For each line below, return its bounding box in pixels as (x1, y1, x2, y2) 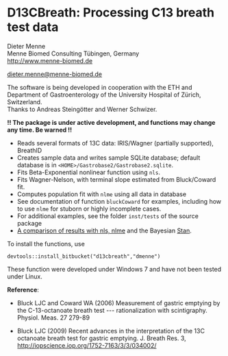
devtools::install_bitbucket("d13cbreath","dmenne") (7, 252, 161, 260)
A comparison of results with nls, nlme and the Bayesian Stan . (16, 226, 192, 235)
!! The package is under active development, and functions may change (7, 118, 216, 126)
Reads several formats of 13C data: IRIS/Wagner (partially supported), (16, 139, 214, 147)
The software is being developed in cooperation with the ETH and (7, 83, 192, 91)
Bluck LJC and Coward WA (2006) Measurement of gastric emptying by (16, 298, 220, 307)
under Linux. (7, 272, 43, 281)
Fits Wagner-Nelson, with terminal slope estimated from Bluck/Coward (16, 175, 216, 183)
